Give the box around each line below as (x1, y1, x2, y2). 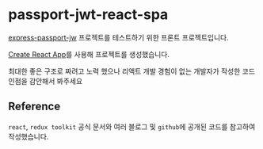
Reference (8, 100, 61, 113)
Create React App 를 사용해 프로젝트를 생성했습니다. (8, 49, 170, 59)
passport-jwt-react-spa (8, 6, 169, 24)
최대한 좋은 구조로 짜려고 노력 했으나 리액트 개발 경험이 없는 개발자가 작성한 (8, 66, 241, 76)
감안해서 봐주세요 (29, 76, 83, 86)
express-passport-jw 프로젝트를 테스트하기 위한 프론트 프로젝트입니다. (8, 32, 229, 42)
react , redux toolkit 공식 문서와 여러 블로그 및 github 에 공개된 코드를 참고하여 (8, 121, 256, 132)
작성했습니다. (8, 132, 49, 141)
